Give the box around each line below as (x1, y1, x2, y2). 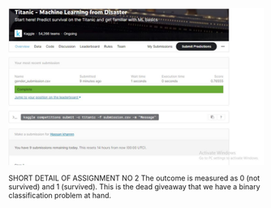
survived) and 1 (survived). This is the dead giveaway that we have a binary (8, 182, 261, 192)
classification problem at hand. (8, 191, 112, 201)
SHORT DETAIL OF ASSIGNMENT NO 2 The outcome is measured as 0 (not (8, 173, 260, 183)
